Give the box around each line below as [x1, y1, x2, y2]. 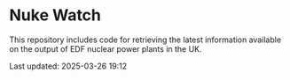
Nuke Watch [9, 5, 102, 25]
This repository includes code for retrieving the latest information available [9, 34, 282, 45]
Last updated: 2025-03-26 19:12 [9, 61, 128, 71]
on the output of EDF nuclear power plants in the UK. [9, 43, 202, 54]
